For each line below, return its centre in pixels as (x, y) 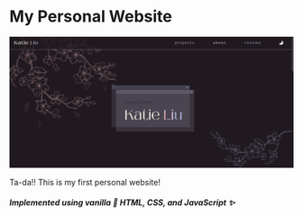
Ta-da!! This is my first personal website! (85, 182)
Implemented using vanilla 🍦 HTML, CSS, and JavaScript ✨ (122, 203)
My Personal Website (91, 17)
